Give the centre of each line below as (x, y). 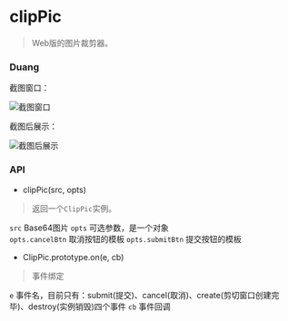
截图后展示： (33, 126)
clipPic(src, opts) (54, 190)
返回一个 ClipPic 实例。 (74, 208)
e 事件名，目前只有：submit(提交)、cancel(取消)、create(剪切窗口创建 (140, 295)
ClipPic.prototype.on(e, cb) (73, 257)
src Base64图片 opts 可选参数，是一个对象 (89, 228)
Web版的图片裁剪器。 (72, 43)
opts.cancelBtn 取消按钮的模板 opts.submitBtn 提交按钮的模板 (126, 238)
